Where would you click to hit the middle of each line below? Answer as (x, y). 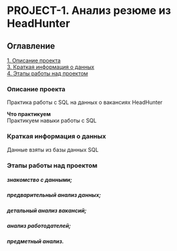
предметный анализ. (36, 241)
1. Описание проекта (34, 60)
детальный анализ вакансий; (47, 210)
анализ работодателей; (39, 226)
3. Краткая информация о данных (51, 67)
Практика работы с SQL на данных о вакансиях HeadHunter (85, 102)
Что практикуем (29, 114)
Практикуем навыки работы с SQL (52, 121)
